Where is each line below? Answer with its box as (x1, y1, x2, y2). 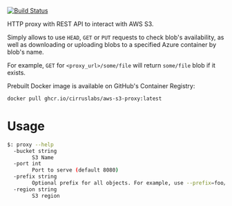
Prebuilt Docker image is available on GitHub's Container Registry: (7, 82, 195, 90)
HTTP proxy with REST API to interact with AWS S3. (7, 20, 154, 28)
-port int (13, 161, 41, 167)
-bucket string (13, 147, 57, 154)
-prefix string (13, 173, 57, 181)
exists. (7, 69, 26, 76)
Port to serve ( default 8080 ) (32, 167, 119, 174)
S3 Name (32, 154, 54, 161)
